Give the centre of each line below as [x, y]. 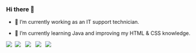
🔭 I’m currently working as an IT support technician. [77, 22]
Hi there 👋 [20, 9]
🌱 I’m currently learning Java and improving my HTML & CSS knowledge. [102, 33]
